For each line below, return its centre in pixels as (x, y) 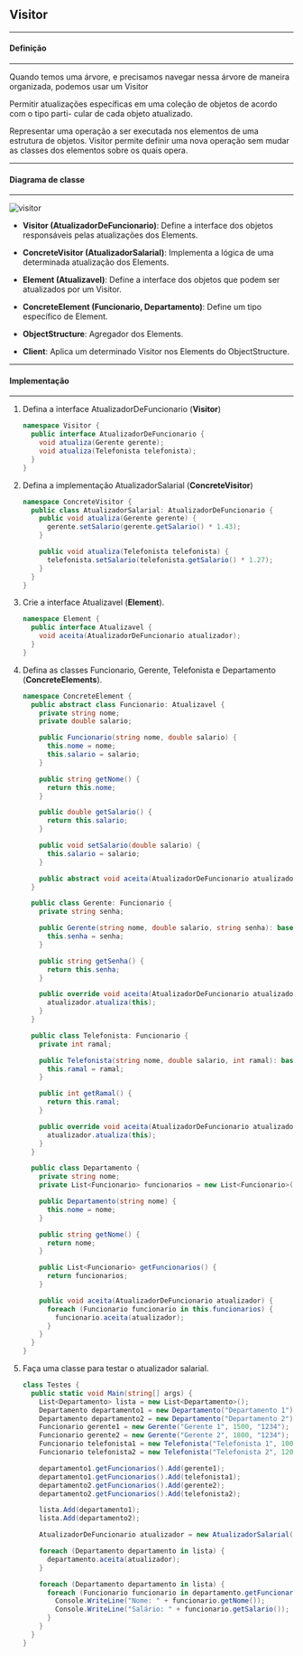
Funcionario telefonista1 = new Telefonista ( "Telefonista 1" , (158, 1444)
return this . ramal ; (83, 1102)
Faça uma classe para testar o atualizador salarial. (115, 1369)
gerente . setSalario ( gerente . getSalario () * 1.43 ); (144, 527)
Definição (28, 48)
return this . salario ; (87, 821)
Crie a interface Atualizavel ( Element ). (93, 602)
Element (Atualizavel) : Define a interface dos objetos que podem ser (151, 280)
